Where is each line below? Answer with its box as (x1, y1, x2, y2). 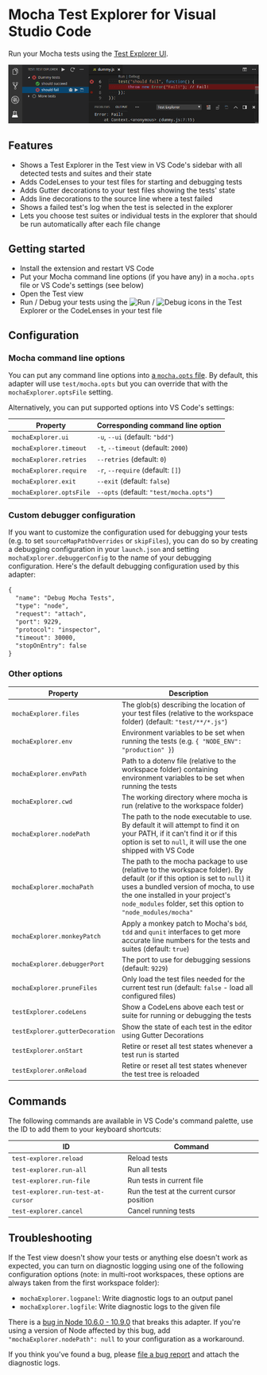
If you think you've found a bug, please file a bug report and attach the (8, 1350, 240, 1359)
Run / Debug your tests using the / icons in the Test (19, 297, 242, 307)
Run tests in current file (127, 1175, 204, 1185)
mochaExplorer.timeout (11, 445, 87, 453)
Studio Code (8, 22, 92, 41)
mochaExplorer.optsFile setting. (8, 387, 114, 397)
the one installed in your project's (122, 891, 231, 900)
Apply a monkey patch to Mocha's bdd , (122, 919, 248, 928)
